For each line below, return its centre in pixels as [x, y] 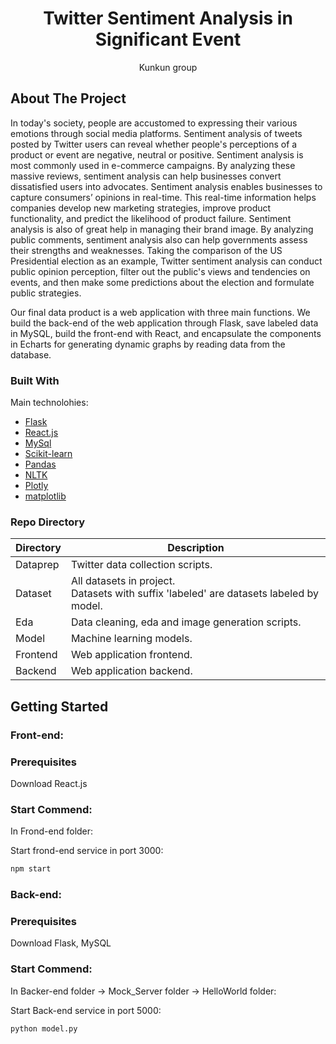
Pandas [40, 464]
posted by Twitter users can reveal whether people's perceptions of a [154, 144]
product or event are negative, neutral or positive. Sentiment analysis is [157, 154]
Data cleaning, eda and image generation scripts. [186, 622]
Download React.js [49, 783]
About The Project [68, 98]
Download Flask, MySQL [61, 943]
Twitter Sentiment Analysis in [168, 18]
